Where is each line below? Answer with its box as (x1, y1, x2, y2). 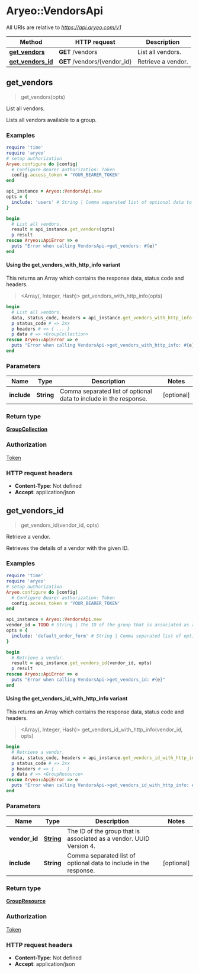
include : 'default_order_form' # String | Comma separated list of (11, 633, 182, 639)
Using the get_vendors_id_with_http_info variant (6, 695, 128, 702)
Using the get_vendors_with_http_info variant (6, 261, 120, 268)
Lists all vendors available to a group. (6, 116, 97, 123)
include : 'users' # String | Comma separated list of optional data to (11, 199, 192, 205)
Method (20, 37, 43, 46)
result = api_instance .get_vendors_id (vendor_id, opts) (11, 660, 152, 666)
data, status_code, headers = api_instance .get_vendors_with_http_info (11, 315, 192, 321)
